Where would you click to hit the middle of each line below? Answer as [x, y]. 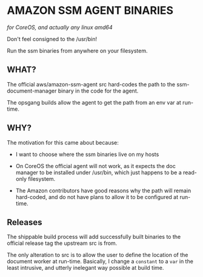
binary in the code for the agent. [98, 91]
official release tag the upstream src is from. [62, 243]
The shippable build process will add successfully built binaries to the [94, 237]
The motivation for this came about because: [63, 142]
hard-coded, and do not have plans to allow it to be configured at [97, 197]
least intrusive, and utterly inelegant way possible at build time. [85, 268]
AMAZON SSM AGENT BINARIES [90, 11]
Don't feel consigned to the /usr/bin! [52, 39]
